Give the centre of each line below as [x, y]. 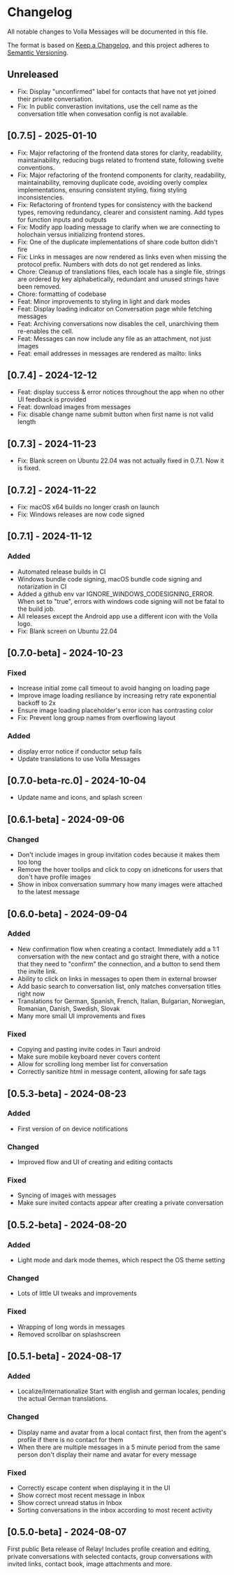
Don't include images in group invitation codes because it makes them [118, 855]
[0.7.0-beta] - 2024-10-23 [65, 653]
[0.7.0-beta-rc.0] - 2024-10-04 [77, 781]
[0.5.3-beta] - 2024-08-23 [67, 1093]
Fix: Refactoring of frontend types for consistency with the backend [115, 204]
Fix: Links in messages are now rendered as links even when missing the [122, 257]
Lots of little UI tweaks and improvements [77, 1293]
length [27, 422]
